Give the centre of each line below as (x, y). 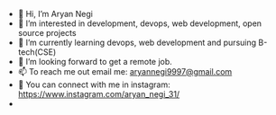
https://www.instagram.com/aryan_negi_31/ (99, 94)
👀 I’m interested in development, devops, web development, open (140, 23)
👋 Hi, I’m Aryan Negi (55, 14)
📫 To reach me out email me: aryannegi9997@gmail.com (125, 71)
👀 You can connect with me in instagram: (94, 84)
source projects (47, 33)
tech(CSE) (37, 52)
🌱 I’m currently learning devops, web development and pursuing (137, 42)
